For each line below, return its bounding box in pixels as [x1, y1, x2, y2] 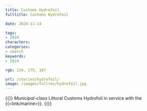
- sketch [5, 49, 24, 54]
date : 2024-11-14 [5, 21, 42, 26]
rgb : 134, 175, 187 [5, 68, 46, 73]
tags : [5, 30, 17, 35]
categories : [5, 44, 30, 49]
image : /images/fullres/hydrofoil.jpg [5, 81, 87, 86]
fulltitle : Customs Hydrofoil [5, 12, 69, 17]
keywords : [5, 53, 26, 59]
